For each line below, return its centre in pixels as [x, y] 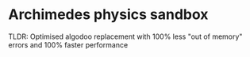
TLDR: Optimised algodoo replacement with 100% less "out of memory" [125, 36]
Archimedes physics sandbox [108, 15]
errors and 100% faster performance [68, 44]
